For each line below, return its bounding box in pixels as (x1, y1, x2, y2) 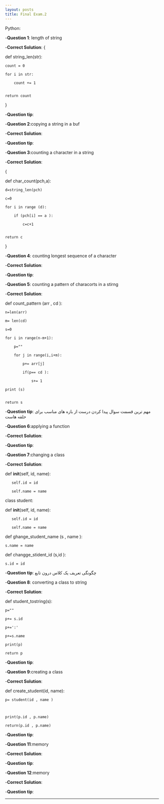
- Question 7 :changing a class (5, 452, 65, 458)
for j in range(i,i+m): (14, 353, 62, 358)
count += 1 (14, 80, 36, 85)
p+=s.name (5, 633, 25, 638)
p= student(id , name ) (5, 697, 54, 702)
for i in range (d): (5, 205, 47, 209)
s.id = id (5, 561, 25, 566)
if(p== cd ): (22, 370, 49, 375)
